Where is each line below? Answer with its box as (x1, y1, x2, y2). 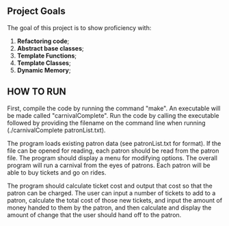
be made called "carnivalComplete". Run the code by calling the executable (7, 111, 219, 119)
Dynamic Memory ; (16, 66, 71, 74)
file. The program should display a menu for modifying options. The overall (7, 153, 217, 162)
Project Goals (7, 5, 66, 17)
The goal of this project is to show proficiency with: (7, 23, 152, 32)
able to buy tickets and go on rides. (7, 168, 107, 177)
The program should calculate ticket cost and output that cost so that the (7, 181, 213, 190)
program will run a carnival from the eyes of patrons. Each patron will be (7, 161, 211, 169)
